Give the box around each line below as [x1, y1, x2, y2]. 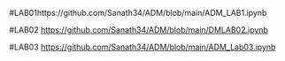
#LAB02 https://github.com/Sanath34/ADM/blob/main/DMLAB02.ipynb [9, 25, 268, 34]
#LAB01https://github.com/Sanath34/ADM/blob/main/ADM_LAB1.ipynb [9, 8, 267, 18]
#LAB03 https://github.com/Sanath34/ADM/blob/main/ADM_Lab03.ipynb [9, 42, 276, 52]
